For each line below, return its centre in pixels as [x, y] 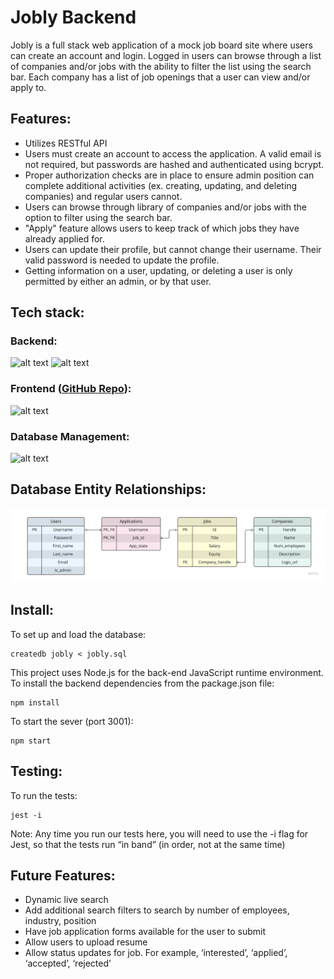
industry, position [60, 921]
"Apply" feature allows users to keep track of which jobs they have [162, 228]
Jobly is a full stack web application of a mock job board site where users [161, 45]
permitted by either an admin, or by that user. [118, 281]
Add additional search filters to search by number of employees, [157, 910]
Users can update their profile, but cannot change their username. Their [173, 249]
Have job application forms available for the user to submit [145, 932]
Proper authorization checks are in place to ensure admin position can [169, 175]
